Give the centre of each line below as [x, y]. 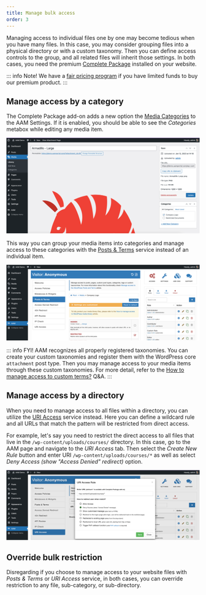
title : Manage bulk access [41, 13]
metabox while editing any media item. [55, 130]
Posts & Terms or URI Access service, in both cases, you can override [95, 578]
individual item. [25, 256]
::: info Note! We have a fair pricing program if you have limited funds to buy [102, 76]
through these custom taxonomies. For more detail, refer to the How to [95, 370]
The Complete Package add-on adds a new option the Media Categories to [101, 116]
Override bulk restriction [54, 557]
